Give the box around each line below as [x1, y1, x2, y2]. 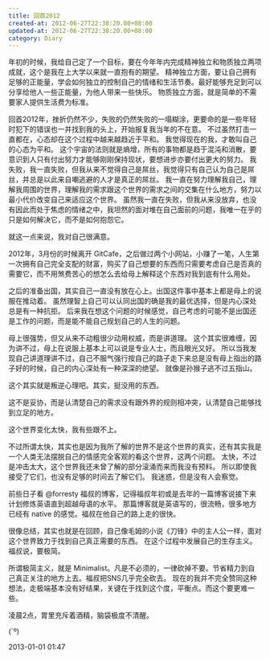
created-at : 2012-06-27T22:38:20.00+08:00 [8, 19, 153, 27]
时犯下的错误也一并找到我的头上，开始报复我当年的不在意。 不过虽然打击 [8, 125, 250, 134]
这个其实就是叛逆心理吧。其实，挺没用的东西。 [8, 381, 163, 390]
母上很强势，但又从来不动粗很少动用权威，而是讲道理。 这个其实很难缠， [8, 333, 250, 343]
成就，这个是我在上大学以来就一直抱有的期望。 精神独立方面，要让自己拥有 [8, 67, 257, 77]
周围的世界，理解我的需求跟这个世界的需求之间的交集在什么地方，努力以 [22, 185, 262, 194]
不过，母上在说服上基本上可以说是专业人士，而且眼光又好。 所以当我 [22, 343, 250, 354]
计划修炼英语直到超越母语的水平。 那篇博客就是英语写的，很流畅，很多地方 [8, 499, 257, 509]
